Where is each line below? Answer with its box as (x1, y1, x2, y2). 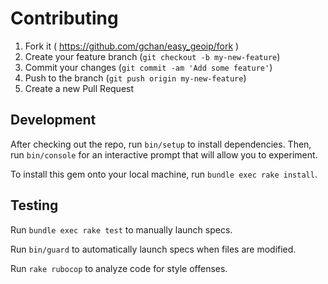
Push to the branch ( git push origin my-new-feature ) (24, 72, 247, 84)
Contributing (10, 7, 119, 30)
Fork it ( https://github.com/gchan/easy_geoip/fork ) (24, 40, 240, 52)
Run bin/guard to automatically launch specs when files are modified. (10, 243, 297, 255)
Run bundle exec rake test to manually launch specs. (10, 223, 233, 236)
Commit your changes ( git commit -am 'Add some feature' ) (24, 61, 273, 73)
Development (10, 112, 97, 129)
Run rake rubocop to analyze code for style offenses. (10, 262, 228, 274)
